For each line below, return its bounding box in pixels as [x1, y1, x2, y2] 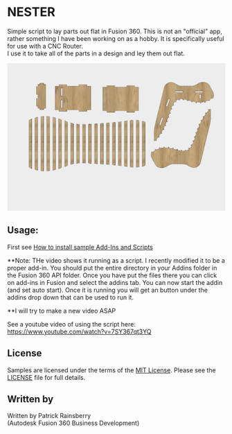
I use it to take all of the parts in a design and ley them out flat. [7, 49, 185, 58]
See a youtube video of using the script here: [7, 320, 136, 328]
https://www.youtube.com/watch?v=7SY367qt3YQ [7, 327, 152, 336]
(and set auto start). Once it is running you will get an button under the [7, 286, 208, 294]
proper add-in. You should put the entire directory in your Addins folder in [7, 263, 217, 272]
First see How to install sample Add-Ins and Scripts [7, 243, 154, 251]
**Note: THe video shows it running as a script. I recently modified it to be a [7, 256, 225, 264]
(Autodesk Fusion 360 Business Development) [7, 419, 140, 427]
